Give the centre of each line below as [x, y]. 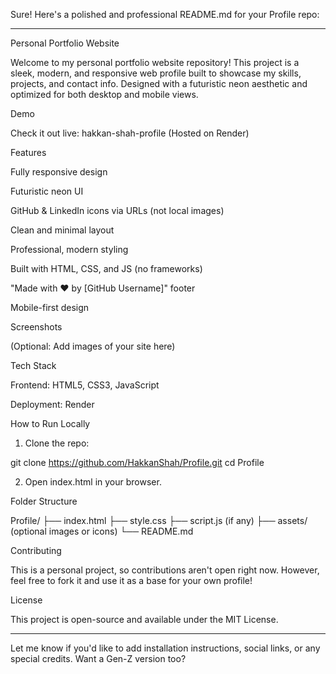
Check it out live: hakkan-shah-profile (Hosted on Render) [130, 133]
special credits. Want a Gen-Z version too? [98, 658]
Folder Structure [44, 501]
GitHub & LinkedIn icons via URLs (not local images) [117, 210]
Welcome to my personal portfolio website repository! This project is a [155, 62]
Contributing [36, 550]
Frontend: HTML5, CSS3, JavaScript [85, 385]
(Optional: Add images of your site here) [93, 346]
